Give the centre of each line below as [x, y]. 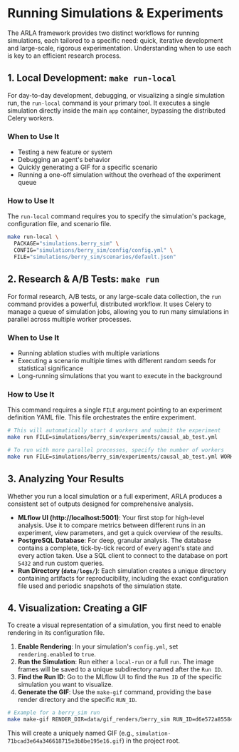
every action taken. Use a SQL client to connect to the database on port [123, 555]
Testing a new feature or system [65, 152]
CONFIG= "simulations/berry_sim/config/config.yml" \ [94, 250]
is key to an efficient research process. [64, 56]
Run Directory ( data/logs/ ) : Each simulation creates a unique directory [122, 570]
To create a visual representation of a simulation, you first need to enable [115, 625]
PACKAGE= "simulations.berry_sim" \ [67, 244]
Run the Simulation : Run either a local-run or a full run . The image [116, 662]
